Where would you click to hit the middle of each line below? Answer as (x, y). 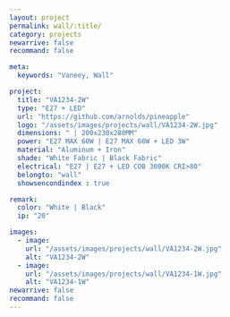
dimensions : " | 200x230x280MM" (78, 133)
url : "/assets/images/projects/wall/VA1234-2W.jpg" (124, 248)
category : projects (46, 34)
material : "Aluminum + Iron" (72, 150)
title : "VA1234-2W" (54, 99)
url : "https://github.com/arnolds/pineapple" (104, 116)
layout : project (39, 17)
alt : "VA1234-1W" (58, 282)
